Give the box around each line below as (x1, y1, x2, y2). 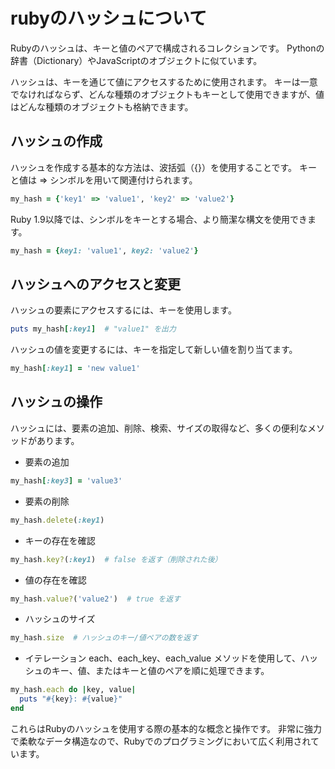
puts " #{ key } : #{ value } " (19, 694, 123, 704)
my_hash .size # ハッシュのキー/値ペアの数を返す (10, 633, 199, 643)
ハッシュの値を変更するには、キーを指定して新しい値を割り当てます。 (10, 344, 298, 356)
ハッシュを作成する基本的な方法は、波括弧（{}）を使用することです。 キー (10, 161, 318, 173)
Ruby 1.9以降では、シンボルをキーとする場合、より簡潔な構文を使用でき (10, 213, 308, 225)
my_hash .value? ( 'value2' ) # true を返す (10, 594, 181, 604)
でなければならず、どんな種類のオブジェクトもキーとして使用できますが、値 (10, 88, 325, 100)
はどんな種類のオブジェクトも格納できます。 (10, 100, 194, 113)
